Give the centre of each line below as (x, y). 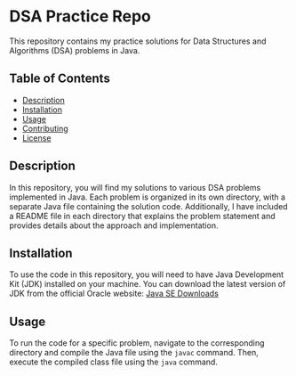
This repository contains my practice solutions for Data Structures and (138, 41)
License (36, 138)
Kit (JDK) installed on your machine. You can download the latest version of (148, 284)
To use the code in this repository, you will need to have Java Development (147, 274)
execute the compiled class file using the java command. (113, 362)
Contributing (45, 128)
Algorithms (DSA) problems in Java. (75, 50)
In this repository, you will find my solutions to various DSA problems (135, 187)
